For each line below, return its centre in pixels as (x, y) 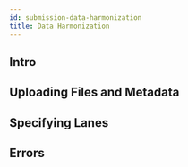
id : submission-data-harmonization (76, 17)
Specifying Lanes (59, 123)
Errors (27, 153)
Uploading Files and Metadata (94, 92)
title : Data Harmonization (60, 26)
